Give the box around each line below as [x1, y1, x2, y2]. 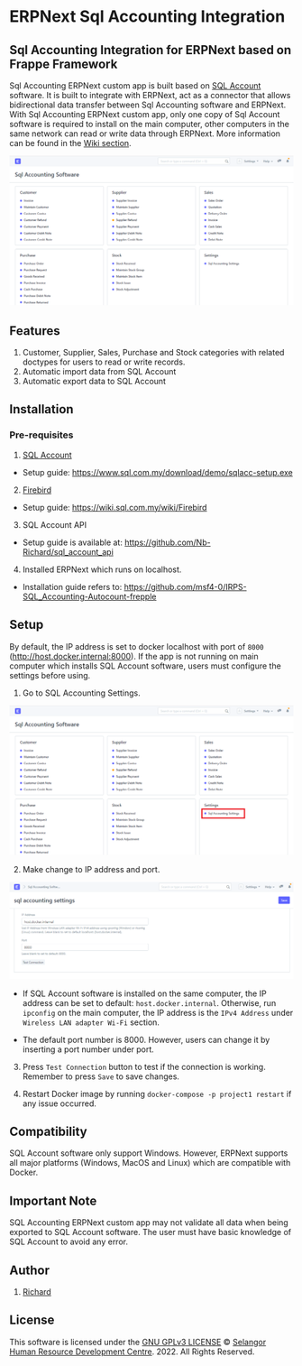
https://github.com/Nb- [124, 537, 211, 548]
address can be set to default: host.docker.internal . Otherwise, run [22, 997, 277, 1008]
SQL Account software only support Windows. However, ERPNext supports [9, 1148, 288, 1158]
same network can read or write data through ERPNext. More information [9, 128, 281, 139]
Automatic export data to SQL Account [22, 376, 167, 387]
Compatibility [9, 1124, 87, 1140]
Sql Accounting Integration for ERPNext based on [9, 42, 292, 58]
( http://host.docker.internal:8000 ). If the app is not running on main [9, 651, 259, 661]
